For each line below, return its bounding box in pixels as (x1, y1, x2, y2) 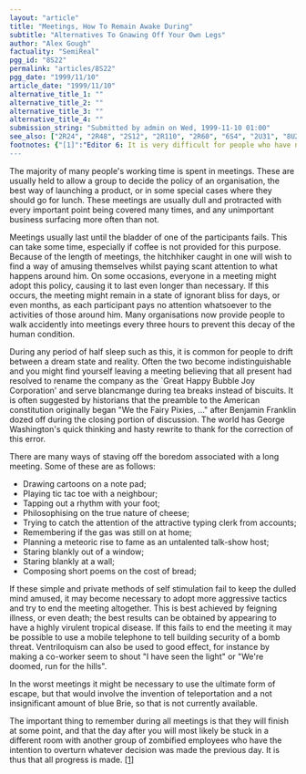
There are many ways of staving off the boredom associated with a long (9, 450, 280, 461)
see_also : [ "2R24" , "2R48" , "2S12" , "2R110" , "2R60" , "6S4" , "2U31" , (9, 132, 280, 141)
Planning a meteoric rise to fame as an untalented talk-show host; (22, 536, 270, 547)
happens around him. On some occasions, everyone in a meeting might (9, 270, 277, 281)
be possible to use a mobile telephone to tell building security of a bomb (9, 631, 280, 643)
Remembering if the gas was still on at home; (22, 526, 193, 538)
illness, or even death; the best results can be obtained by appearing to (9, 612, 277, 623)
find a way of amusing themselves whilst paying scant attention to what (9, 261, 278, 272)
